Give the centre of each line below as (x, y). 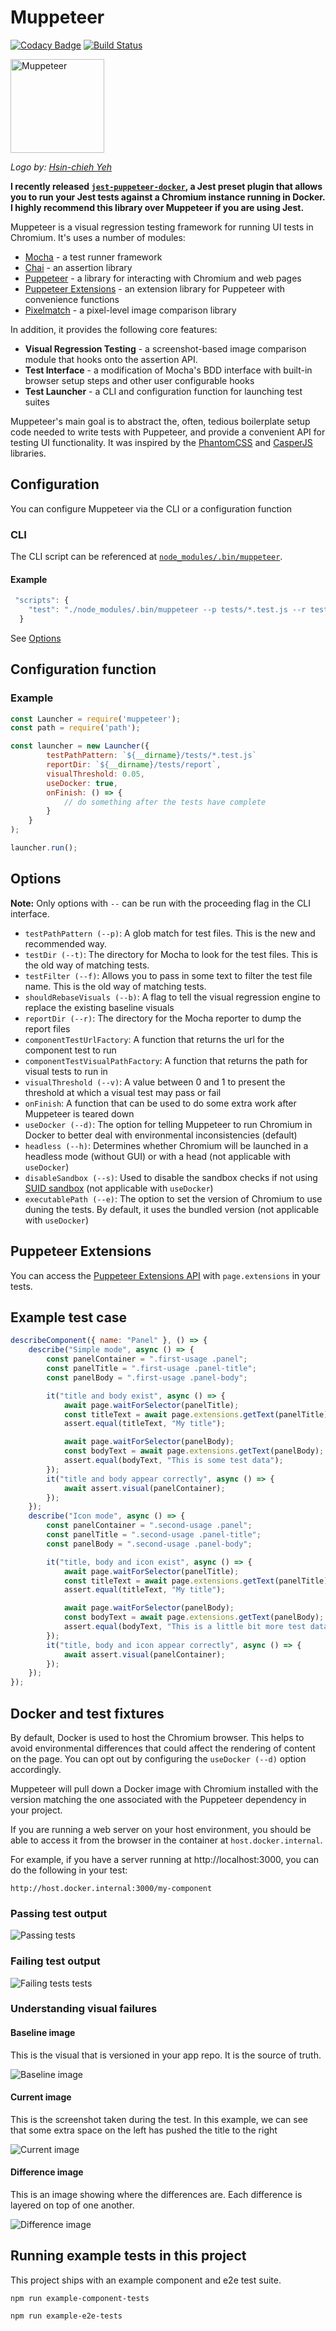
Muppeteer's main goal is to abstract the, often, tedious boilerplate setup (160, 421)
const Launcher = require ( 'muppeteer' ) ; (96, 719)
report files (47, 1028)
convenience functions (72, 299)
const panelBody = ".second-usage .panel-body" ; (149, 1544)
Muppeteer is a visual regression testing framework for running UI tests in (162, 227)
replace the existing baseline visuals (99, 1007)
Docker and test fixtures (87, 1713)
